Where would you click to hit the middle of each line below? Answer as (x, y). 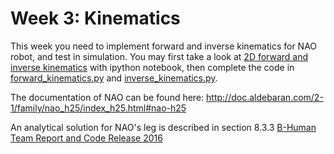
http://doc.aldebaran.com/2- (265, 97)
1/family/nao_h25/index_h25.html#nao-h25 (98, 108)
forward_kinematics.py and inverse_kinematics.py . (114, 78)
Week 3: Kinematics (95, 18)
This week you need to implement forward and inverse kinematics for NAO (164, 46)
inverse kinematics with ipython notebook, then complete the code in (152, 67)
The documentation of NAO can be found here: (107, 97)
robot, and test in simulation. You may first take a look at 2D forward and (159, 56)
